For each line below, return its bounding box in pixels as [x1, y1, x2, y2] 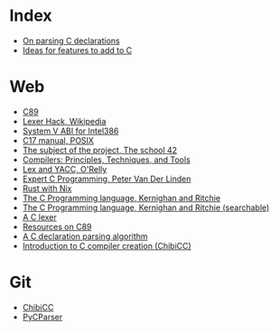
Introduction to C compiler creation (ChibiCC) [22, 240, 191, 251]
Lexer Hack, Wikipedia [22, 115, 107, 126]
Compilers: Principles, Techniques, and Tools [22, 154, 191, 165]
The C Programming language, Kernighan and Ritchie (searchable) [22, 202, 270, 213]
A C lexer [22, 211, 57, 222]
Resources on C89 [22, 221, 92, 232]
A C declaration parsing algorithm [22, 231, 148, 242]
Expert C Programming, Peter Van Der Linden [22, 173, 191, 184]
